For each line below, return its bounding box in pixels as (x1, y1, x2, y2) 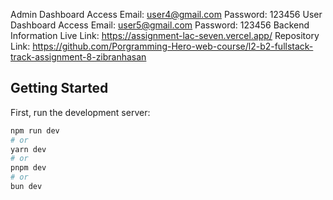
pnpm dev (10, 163, 47, 173)
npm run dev (10, 125, 60, 136)
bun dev (10, 182, 43, 192)
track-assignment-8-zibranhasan (10, 51, 147, 63)
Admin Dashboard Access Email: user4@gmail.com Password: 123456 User (10, 9, 323, 20)
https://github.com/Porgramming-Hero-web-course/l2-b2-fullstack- (32, 40, 314, 52)
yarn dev (10, 144, 47, 154)
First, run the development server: (10, 106, 151, 118)
